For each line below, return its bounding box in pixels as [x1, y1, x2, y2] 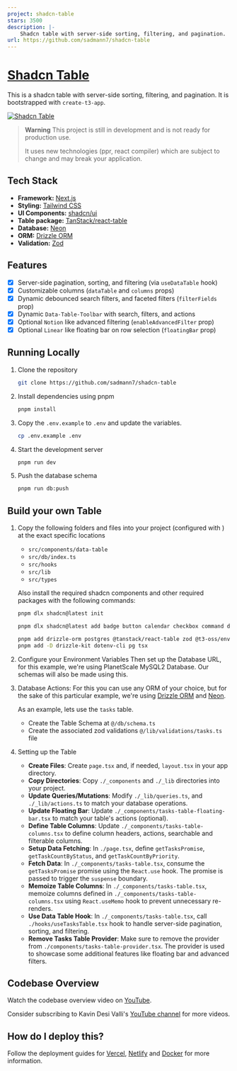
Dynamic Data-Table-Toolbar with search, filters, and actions [17, 310, 196, 318]
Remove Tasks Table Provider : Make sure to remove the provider [28, 934, 219, 943]
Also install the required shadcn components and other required [17, 589, 204, 597]
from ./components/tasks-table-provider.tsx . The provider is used [28, 941, 225, 950]
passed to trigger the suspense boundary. [28, 874, 149, 883]
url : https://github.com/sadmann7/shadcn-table [7, 37, 151, 44]
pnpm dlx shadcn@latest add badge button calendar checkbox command [17, 623, 224, 630]
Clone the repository [17, 365, 78, 374]
